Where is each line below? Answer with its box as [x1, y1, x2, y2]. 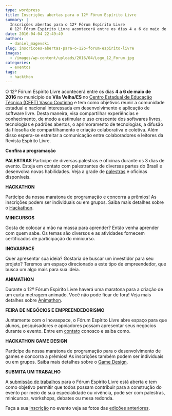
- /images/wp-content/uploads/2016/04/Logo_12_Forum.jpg [10, 55, 135, 61]
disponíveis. [5, 174, 31, 180]
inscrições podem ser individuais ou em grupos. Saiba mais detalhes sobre [5, 199, 164, 205]
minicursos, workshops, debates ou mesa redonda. [5, 395, 114, 401]
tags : [5, 70, 17, 75]
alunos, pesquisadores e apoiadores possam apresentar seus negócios [5, 322, 157, 329]
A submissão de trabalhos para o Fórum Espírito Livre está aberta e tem [5, 379, 157, 385]
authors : [5, 36, 24, 42]
